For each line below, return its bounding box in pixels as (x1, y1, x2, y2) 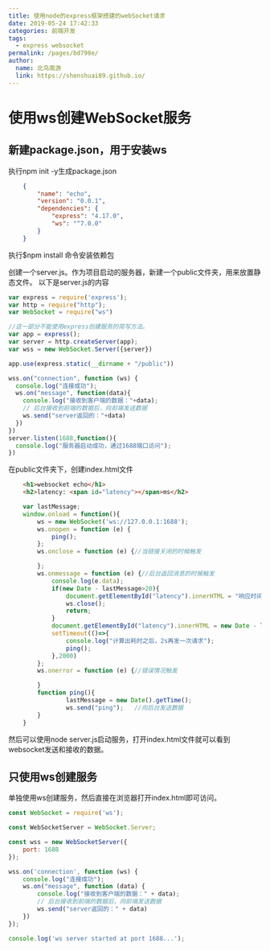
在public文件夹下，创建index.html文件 (8, 464, 134, 475)
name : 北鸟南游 (15, 64, 62, 72)
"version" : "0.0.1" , (37, 197, 106, 205)
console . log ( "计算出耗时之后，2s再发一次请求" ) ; (65, 636, 215, 644)
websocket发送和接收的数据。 (8, 744, 108, 754)
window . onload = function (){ (22, 510, 121, 518)
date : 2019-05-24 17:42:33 (8, 19, 99, 27)
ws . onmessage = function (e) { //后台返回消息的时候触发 (37, 570, 215, 578)
